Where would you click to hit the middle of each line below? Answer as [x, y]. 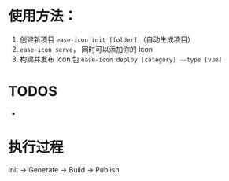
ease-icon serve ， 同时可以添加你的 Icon [86, 49]
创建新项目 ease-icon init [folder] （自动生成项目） [107, 39]
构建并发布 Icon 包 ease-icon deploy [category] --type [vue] [121, 59]
